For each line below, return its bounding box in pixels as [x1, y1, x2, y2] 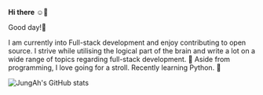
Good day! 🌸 [8, 23, 47, 31]
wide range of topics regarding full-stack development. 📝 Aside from [8, 55, 230, 64]
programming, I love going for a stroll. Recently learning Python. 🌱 [8, 63, 221, 72]
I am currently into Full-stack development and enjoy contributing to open [8, 38, 247, 47]
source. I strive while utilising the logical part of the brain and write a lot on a [8, 46, 256, 55]
